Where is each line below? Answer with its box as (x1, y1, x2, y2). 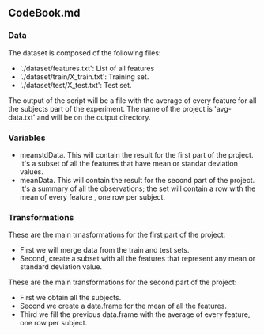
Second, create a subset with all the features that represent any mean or (19, 253, 256, 264)
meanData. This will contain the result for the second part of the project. (19, 175, 255, 185)
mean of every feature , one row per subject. (19, 192, 166, 201)
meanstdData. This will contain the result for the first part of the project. (19, 150, 254, 159)
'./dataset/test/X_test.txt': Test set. (19, 80, 132, 89)
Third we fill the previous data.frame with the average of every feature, (19, 310, 251, 319)
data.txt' (8, 112, 36, 122)
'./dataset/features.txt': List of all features (19, 63, 155, 73)
